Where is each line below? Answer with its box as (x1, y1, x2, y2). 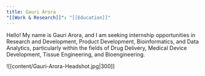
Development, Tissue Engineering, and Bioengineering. (6, 50, 146, 58)
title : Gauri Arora (6, 9, 56, 15)
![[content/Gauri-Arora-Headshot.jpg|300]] (6, 62, 115, 70)
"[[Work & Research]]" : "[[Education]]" (6, 15, 111, 21)
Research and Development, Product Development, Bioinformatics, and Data (6, 38, 199, 45)
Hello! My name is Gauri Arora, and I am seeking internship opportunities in (6, 31, 196, 38)
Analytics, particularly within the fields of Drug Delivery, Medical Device (6, 44, 187, 52)
